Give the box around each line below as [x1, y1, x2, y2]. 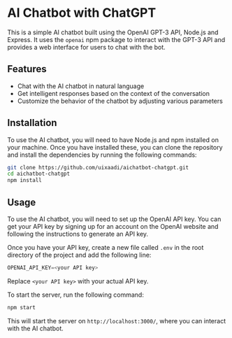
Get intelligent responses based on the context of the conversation [17, 89, 210, 97]
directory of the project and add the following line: [7, 251, 152, 259]
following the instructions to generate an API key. [7, 230, 149, 238]
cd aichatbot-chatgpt [7, 170, 71, 178]
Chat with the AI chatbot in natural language [17, 82, 145, 90]
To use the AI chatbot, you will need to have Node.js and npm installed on [7, 135, 219, 144]
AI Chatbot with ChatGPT [7, 5, 157, 21]
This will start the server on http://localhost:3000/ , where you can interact [7, 316, 226, 325]
